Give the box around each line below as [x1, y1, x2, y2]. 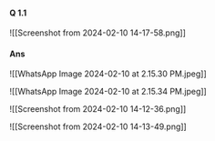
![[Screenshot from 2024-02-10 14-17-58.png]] [9, 27, 187, 38]
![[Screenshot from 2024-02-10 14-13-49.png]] [9, 121, 187, 132]
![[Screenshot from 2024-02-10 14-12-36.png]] [9, 104, 187, 115]
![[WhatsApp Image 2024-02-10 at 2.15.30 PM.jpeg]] [9, 68, 207, 79]
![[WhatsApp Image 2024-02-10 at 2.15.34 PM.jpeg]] [9, 86, 207, 97]
